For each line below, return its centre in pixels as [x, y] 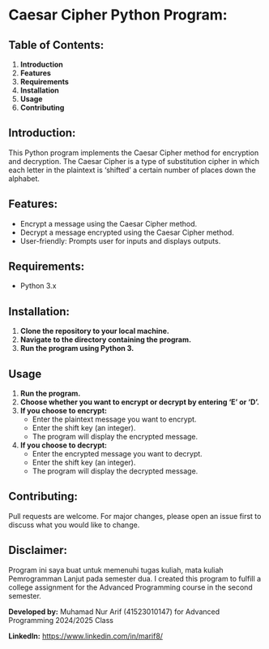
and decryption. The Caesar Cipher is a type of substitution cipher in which [134, 161]
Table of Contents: [56, 45]
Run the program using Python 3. [77, 348]
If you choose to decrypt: [64, 445]
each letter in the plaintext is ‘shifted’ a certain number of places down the [132, 170]
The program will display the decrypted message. [115, 471]
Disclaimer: [38, 550]
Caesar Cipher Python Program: [118, 15]
